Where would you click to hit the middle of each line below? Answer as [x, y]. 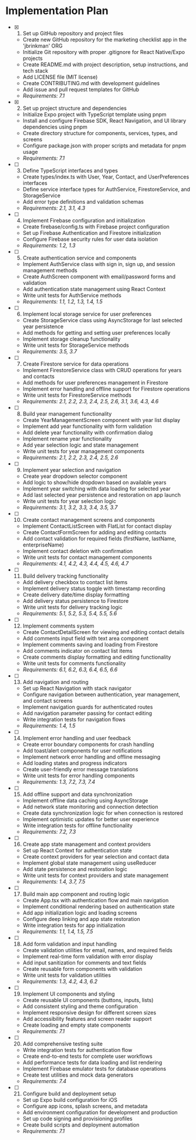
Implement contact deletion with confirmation [78, 551]
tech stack [35, 70]
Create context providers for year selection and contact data [96, 856]
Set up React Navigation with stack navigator [77, 688]
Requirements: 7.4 [45, 1081]
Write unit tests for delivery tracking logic [72, 607]
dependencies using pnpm [55, 127]
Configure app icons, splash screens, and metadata [85, 1106]
